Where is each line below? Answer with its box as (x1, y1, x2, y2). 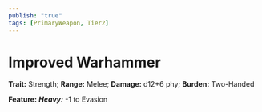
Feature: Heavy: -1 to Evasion (8, 95, 108, 104)
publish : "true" (8, 11, 62, 20)
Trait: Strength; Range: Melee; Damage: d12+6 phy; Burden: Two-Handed (8, 79, 255, 89)
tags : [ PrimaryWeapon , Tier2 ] (8, 19, 110, 27)
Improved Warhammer (8, 53, 162, 71)
